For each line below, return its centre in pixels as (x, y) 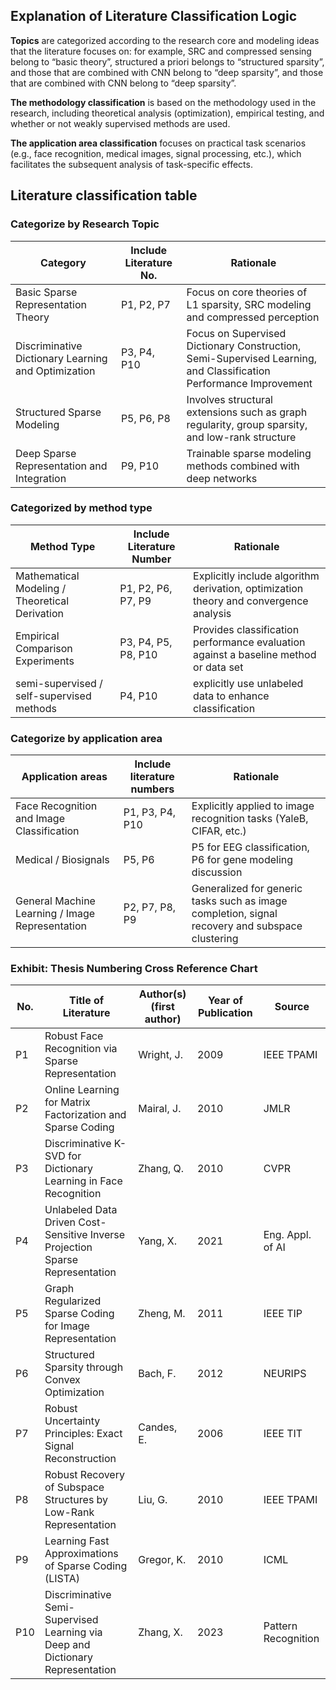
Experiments (45, 661)
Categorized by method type (81, 508)
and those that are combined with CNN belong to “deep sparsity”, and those (167, 72)
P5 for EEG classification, (250, 847)
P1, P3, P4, (150, 812)
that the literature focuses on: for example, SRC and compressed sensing (161, 51)
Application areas (64, 777)
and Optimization (55, 371)
